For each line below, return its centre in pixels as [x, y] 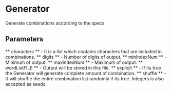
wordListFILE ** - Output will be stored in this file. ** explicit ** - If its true [83, 67]
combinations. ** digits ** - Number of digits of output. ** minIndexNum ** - [86, 57]
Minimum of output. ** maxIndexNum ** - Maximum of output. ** [74, 62]
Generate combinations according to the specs [55, 23]
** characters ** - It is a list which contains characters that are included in [83, 51]
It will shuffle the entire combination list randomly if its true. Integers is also [85, 78]
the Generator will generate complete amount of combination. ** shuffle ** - [86, 73]
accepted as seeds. [26, 84]
